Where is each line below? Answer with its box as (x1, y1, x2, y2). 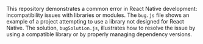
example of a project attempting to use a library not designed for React (6, 18, 184, 25)
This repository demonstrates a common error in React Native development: (6, 5, 198, 12)
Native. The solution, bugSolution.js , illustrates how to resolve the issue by (6, 24, 196, 31)
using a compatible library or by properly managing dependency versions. (6, 31, 193, 38)
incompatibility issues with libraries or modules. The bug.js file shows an (6, 11, 190, 19)
